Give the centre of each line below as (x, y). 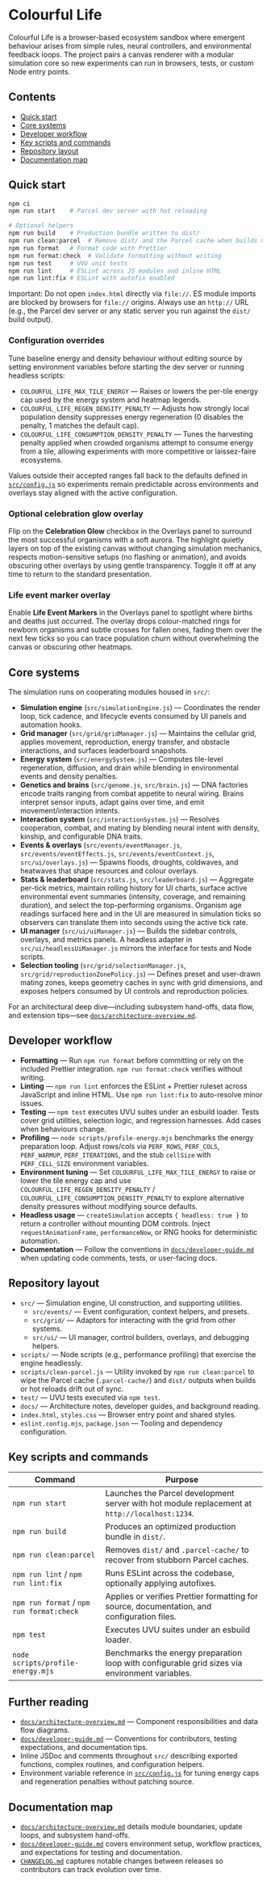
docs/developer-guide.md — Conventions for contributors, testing (128, 1739)
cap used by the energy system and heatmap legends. (110, 399)
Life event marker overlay (60, 594)
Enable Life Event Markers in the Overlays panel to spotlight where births (130, 613)
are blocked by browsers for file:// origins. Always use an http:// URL (129, 302)
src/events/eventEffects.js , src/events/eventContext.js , (117, 854)
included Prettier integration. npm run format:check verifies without (131, 1068)
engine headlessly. (51, 1363)
